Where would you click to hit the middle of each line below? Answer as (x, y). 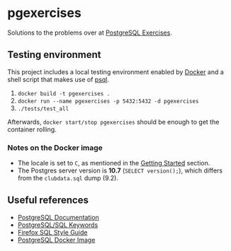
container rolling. (32, 129)
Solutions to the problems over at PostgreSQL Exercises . (90, 33)
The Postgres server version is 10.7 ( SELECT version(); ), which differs (120, 170)
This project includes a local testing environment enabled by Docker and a (116, 71)
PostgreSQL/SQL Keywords (58, 225)
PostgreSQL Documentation (58, 217)
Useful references (48, 200)
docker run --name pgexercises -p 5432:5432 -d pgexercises (108, 101)
